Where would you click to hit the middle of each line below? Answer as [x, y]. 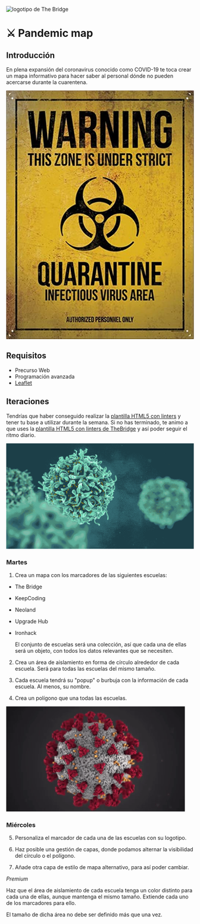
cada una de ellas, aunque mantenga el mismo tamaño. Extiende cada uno [97, 897]
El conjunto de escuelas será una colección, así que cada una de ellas [101, 644]
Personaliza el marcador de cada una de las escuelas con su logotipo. [101, 838]
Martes [17, 562]
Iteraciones [28, 401]
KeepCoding [30, 598]
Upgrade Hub [32, 621]
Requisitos [26, 356]
